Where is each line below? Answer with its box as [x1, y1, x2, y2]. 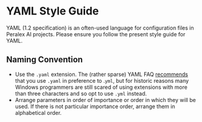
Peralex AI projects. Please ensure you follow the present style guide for [6, 30, 186, 37]
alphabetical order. [14, 109, 62, 116]
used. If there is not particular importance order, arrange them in [14, 103, 175, 110]
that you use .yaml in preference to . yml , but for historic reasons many [14, 77, 189, 84]
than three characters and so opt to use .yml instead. [14, 89, 147, 97]
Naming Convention [6, 54, 83, 65]
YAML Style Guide [6, 4, 99, 18]
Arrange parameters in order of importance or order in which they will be [14, 96, 196, 103]
